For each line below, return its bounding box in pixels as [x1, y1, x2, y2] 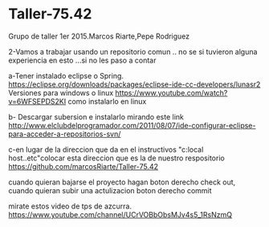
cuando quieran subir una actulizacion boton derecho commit [8, 185, 212, 195]
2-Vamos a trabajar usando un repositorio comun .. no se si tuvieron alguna [8, 47, 258, 56]
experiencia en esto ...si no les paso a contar [8, 55, 157, 65]
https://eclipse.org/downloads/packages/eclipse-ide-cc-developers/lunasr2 [8, 79, 261, 89]
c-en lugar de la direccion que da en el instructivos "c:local [8, 144, 204, 154]
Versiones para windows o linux [8, 87, 114, 97]
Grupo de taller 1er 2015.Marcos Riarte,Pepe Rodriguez [8, 31, 190, 41]
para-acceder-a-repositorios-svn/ [8, 129, 121, 139]
